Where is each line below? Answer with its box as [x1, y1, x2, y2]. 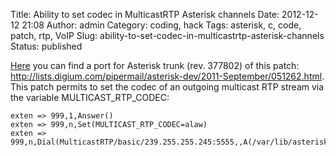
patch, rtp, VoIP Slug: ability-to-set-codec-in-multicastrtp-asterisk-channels [10, 30, 325, 41]
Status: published [10, 40, 83, 52]
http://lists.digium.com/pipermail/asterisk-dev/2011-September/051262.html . [10, 70, 325, 82]
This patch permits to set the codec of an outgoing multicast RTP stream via [10, 81, 325, 93]
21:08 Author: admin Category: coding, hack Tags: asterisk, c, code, [21, 19, 302, 31]
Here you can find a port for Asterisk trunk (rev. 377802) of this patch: [10, 60, 300, 71]
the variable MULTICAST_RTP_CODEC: [10, 92, 170, 103]
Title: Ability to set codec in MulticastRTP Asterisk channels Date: [10, 9, 280, 20]
